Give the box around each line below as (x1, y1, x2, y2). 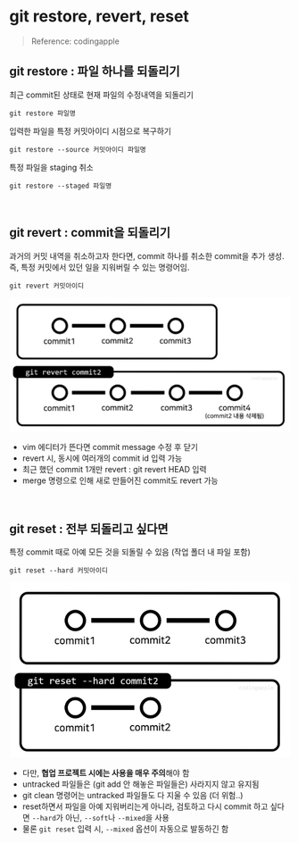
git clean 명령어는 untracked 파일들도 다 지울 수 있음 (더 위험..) (21, 790, 244, 801)
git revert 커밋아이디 (9, 281, 85, 290)
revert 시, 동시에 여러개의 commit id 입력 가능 (21, 453, 183, 463)
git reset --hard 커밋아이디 (9, 566, 109, 575)
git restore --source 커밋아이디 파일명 (9, 145, 147, 154)
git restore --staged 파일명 (9, 181, 112, 190)
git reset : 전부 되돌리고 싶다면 (9, 521, 169, 537)
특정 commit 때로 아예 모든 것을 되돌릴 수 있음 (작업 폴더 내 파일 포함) (9, 547, 252, 557)
